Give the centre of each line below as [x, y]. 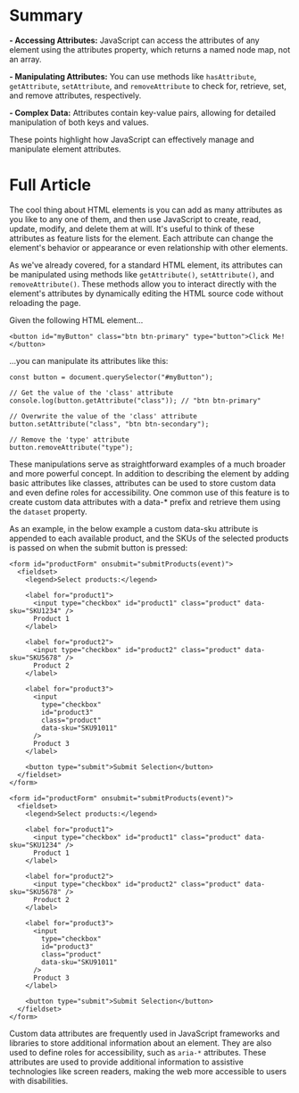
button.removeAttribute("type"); [71, 447]
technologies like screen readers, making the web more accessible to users [148, 1071]
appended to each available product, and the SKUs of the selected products [149, 538]
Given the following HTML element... [76, 320]
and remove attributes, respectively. [75, 95]
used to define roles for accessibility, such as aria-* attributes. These [138, 1052]
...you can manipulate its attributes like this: [89, 360]
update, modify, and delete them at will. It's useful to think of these [132, 228]
